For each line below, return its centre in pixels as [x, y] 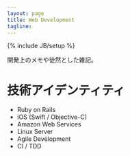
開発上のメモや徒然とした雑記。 [52, 60]
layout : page [26, 13]
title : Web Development [41, 20]
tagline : [19, 26]
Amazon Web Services [49, 124]
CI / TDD [29, 146]
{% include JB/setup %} [41, 46]
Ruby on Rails [36, 110]
